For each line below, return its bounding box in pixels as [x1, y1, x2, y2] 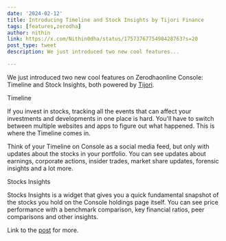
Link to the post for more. [7, 226, 79, 234]
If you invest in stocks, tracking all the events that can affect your [7, 107, 192, 115]
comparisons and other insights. [7, 212, 98, 220]
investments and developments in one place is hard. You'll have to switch [7, 114, 214, 122]
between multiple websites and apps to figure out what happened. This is [7, 122, 215, 130]
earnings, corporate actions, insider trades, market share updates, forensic [7, 157, 220, 165]
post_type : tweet [7, 42, 57, 49]
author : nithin [7, 29, 51, 36]
